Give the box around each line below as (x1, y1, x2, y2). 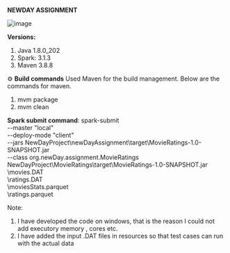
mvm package (17, 95, 58, 104)
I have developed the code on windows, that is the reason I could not (17, 217, 215, 225)
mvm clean (17, 103, 49, 111)
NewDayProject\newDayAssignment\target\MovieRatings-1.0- (24, 138, 202, 147)
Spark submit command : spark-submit (7, 116, 120, 124)
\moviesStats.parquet (7, 183, 69, 190)
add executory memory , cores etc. (17, 225, 118, 232)
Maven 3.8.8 (17, 61, 54, 69)
